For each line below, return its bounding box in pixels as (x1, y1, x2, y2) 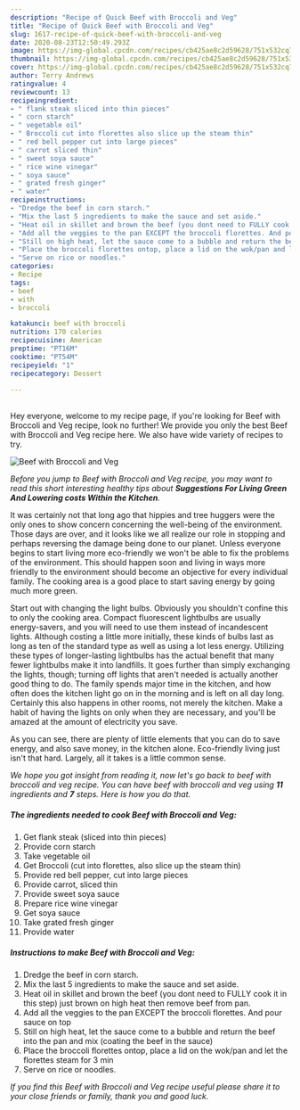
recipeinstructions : (10, 195, 87, 205)
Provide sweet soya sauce (22, 889, 120, 900)
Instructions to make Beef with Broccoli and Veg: (10, 947, 195, 958)
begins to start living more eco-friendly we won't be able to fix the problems (10, 547, 290, 558)
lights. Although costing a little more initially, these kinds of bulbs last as (10, 631, 274, 642)
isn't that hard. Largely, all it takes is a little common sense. (10, 752, 226, 763)
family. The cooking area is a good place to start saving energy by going (10, 576, 275, 587)
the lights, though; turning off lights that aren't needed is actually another (10, 670, 279, 680)
